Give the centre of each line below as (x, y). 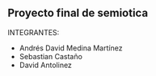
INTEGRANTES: (34, 32)
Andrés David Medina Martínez (71, 48)
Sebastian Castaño (51, 56)
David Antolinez (45, 65)
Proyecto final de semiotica (78, 13)
